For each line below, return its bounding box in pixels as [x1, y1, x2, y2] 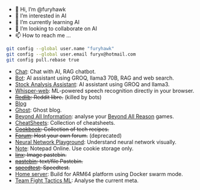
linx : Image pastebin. [14, 151, 67, 158]
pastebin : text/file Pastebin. [14, 157, 83, 165]
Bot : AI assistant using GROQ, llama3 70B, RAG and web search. [14, 74, 175, 81]
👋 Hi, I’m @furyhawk [14, 6, 66, 13]
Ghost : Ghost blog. [14, 106, 62, 113]
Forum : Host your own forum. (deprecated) [14, 131, 122, 139]
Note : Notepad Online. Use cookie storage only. [14, 145, 134, 152]
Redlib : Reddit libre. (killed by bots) [14, 93, 102, 101]
